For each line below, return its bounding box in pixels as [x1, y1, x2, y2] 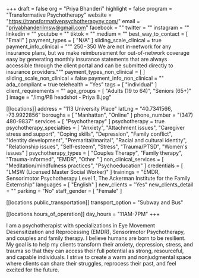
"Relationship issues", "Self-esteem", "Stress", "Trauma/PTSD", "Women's [6, 143, 188, 150]
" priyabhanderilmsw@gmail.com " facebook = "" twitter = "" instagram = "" [6, 24, 189, 31]
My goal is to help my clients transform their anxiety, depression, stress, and [6, 241, 193, 248]
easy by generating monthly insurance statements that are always [6, 56, 168, 63]
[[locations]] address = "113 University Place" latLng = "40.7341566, [6, 105, 172, 112]
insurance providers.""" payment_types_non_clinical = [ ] [6, 68, 146, 75]
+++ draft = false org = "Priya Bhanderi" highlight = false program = [6, 5, 172, 12]
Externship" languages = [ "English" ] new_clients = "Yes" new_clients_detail [6, 181, 194, 188]
